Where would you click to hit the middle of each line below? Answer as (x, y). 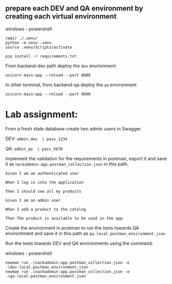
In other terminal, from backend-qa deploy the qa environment (71, 85)
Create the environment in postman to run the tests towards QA (72, 228)
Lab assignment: (42, 115)
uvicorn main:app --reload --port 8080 (48, 75)
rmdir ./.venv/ (22, 38)
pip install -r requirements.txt (41, 56)
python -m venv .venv (28, 43)
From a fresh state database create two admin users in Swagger (73, 128)
